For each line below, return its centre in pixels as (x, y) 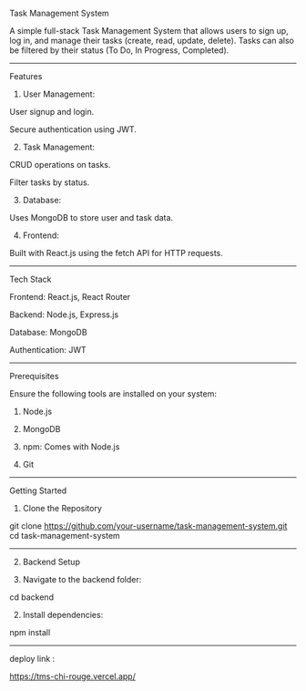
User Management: (59, 94)
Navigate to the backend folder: (82, 579)
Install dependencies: (63, 615)
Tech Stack (31, 279)
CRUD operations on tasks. (60, 165)
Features (26, 76)
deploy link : (32, 659)
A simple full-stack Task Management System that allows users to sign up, (149, 31)
